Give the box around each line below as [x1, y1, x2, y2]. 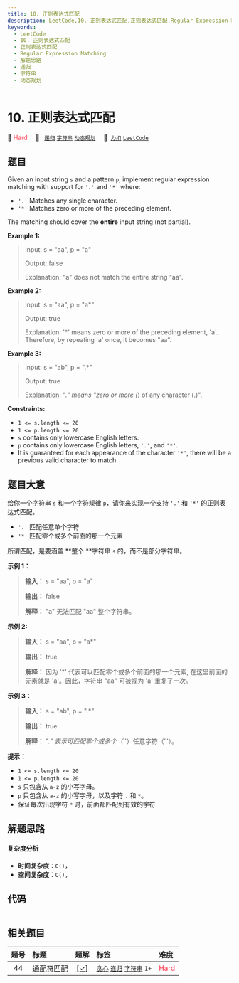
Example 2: [7, 287, 41, 295]
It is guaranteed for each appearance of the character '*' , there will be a [17, 449, 232, 457]
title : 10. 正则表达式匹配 [7, 10, 80, 18]
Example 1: [7, 232, 41, 240]
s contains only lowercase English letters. [17, 433, 139, 442]
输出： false [24, 592, 60, 600]
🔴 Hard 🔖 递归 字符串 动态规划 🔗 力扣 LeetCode [7, 133, 149, 142]
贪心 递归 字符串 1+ [96, 965, 152, 973]
